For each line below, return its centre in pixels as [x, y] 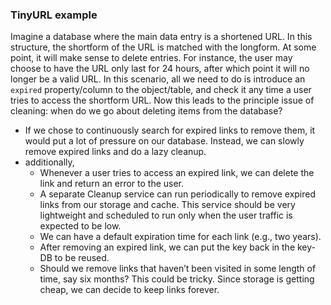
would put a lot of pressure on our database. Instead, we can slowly [164, 141]
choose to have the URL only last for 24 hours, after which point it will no [160, 69]
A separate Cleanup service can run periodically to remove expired [178, 194]
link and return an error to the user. [112, 184]
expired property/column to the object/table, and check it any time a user [161, 90]
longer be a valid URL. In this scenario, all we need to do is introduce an [158, 79]
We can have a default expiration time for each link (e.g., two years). [180, 237]
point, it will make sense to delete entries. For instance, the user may [151, 58]
